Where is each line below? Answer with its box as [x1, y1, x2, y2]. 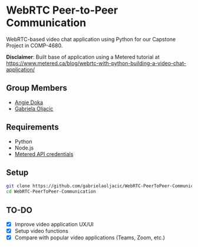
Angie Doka [14, 99, 43, 106]
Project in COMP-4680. [6, 42, 63, 49]
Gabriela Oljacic [14, 105, 54, 112]
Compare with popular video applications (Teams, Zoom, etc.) [14, 234, 165, 241]
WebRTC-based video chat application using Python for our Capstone [6, 35, 176, 43]
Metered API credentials [14, 150, 74, 157]
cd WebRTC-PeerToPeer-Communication [6, 188, 96, 195]
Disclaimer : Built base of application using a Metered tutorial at [6, 53, 160, 60]
